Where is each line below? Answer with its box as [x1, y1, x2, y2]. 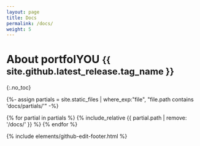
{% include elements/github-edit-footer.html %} [6, 133, 128, 140]
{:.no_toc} [6, 84, 31, 91]
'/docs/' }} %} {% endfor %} [6, 121, 78, 128]
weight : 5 [6, 26, 32, 33]
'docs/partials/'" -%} [6, 102, 59, 110]
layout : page [6, 9, 40, 15]
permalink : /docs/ [6, 20, 53, 26]
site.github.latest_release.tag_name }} [6, 66, 175, 77]
